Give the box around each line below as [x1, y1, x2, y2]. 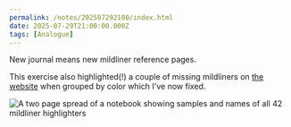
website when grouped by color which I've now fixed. [9, 81, 206, 92]
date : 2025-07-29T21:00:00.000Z [9, 21, 129, 30]
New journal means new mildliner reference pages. [9, 55, 196, 65]
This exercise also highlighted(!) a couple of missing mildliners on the [9, 72, 264, 82]
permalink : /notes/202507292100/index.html [9, 13, 174, 22]
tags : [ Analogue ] [9, 30, 74, 38]
